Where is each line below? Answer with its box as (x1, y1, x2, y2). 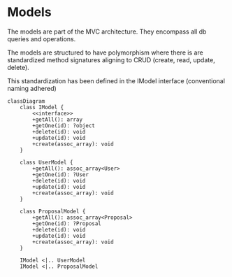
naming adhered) (7, 84, 57, 92)
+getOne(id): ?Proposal (32, 220, 101, 227)
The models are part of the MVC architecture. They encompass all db (7, 27, 207, 36)
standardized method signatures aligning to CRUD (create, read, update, (7, 55, 215, 64)
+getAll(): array (32, 116, 82, 123)
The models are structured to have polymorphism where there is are (7, 48, 204, 57)
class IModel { (20, 104, 64, 111)
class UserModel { (20, 159, 73, 166)
